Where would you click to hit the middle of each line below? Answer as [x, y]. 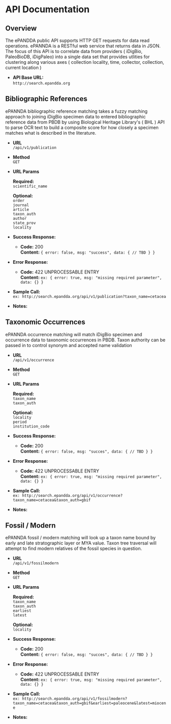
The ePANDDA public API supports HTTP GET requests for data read [77, 40]
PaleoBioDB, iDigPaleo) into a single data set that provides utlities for [78, 57]
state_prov [24, 223]
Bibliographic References [46, 99]
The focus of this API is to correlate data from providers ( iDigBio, [74, 51]
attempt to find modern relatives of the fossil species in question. [74, 548]
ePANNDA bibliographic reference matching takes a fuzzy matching [77, 111]
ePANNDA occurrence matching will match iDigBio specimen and [74, 334]
